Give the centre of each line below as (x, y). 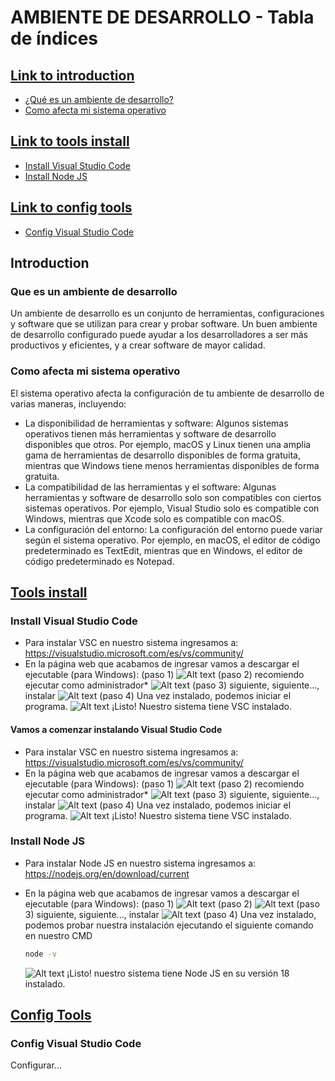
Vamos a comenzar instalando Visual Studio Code (116, 729)
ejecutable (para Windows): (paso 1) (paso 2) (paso (172, 903)
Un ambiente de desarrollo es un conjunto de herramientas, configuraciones (167, 313)
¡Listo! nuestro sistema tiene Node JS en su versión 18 (178, 973)
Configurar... (36, 1065)
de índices (54, 38)
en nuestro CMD (58, 935)
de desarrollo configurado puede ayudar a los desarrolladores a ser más (159, 335)
